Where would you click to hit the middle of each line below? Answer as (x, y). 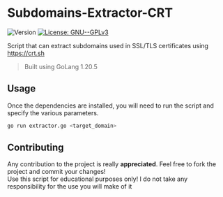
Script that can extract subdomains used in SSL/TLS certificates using (108, 45)
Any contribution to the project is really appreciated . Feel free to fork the (112, 164)
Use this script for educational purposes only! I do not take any (98, 179)
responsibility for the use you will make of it (70, 187)
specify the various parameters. (53, 112)
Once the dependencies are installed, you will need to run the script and (111, 105)
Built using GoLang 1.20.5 (61, 66)
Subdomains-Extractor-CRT (90, 13)
